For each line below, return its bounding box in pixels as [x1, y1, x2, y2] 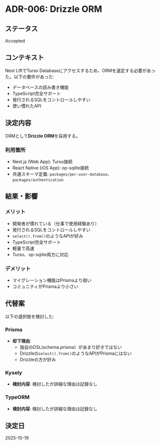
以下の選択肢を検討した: [5, 313, 54, 319]
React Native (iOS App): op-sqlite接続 [12, 165, 89, 170]
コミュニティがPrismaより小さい [12, 283, 78, 289]
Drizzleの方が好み [19, 357, 56, 363]
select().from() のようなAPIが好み [12, 233, 83, 239]
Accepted [5, 38, 25, 44]
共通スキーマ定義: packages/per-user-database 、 [12, 171, 112, 177]
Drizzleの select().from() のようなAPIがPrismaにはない [19, 350, 132, 356]
